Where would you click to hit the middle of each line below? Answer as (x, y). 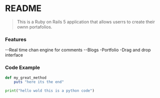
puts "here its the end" (39, 82)
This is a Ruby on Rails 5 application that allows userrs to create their (86, 22)
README (23, 8)
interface (14, 55)
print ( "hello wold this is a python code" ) (50, 91)
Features (16, 39)
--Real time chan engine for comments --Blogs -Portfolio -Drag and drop (78, 50)
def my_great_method (26, 78)
